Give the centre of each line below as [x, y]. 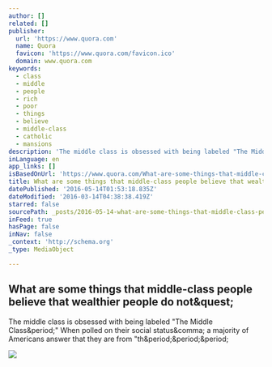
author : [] [27, 16]
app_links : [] [32, 167]
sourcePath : [28, 211]
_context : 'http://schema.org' [61, 242]
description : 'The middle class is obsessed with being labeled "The [128, 151]
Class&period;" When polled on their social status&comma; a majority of [129, 330]
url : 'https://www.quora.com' [66, 38]
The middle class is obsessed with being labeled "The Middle [110, 322]
